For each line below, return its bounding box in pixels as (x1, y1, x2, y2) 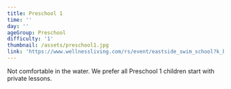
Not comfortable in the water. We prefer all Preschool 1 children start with (7, 66, 215, 75)
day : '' (7, 23, 30, 29)
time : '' (7, 16, 32, 23)
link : (7, 49, 23, 55)
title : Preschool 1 (7, 10, 63, 17)
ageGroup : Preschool (7, 29, 67, 36)
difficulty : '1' (7, 36, 54, 42)
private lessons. (7, 74, 52, 82)
